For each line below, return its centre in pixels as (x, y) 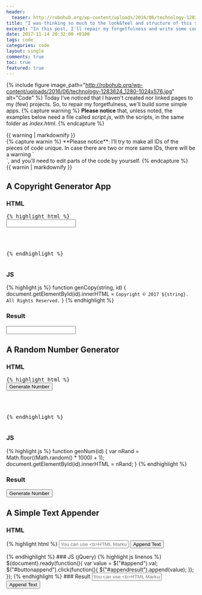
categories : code (28, 46)
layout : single (25, 51)
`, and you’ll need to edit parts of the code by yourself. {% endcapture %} (97, 161)
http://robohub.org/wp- (114, 85)
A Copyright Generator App (59, 186)
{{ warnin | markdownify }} (39, 167)
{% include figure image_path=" (46, 85)
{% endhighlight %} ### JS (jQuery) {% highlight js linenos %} (84, 556)
